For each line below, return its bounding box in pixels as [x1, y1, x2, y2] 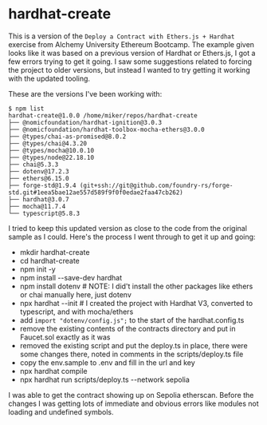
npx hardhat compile [19, 366, 88, 375]
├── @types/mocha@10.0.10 [8, 146, 94, 154]
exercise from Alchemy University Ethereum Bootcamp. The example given [8, 39, 255, 49]
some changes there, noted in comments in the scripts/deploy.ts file [19, 349, 244, 359]
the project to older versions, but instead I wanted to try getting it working [8, 65, 250, 74]
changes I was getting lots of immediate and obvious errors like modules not [8, 399, 259, 408]
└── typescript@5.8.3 [8, 209, 80, 217]
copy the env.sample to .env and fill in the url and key [19, 357, 195, 367]
